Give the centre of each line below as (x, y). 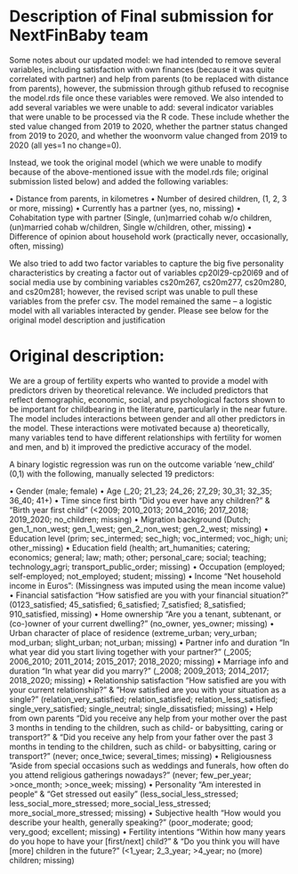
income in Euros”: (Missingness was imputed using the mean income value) (148, 585)
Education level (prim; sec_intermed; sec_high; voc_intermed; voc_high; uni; (149, 538)
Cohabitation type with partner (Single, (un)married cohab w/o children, (141, 217)
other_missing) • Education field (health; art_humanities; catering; (130, 547)
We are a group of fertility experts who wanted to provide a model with (139, 380)
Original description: (87, 356)
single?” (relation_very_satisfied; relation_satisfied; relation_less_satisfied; (144, 699)
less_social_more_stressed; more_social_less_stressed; (110, 803)
